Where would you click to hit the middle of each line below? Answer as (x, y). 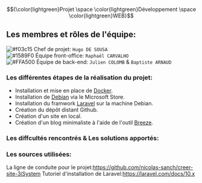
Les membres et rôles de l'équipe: (71, 35)
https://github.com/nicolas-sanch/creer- (143, 167)
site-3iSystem (24, 174)
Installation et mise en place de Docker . (64, 91)
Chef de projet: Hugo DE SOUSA (71, 49)
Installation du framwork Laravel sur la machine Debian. (84, 104)
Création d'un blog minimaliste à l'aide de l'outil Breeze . (84, 123)
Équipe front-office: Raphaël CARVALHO (82, 55)
